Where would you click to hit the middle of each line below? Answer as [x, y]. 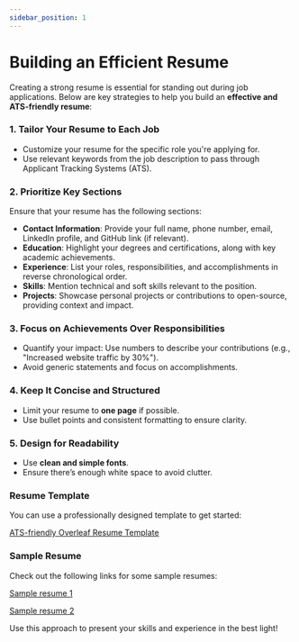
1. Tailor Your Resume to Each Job [85, 130]
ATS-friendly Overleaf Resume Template [84, 533]
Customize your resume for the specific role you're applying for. [141, 149]
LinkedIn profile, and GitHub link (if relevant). [105, 239]
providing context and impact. [78, 305]
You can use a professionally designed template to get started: [126, 515]
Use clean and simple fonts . [75, 463]
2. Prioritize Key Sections [66, 192]
